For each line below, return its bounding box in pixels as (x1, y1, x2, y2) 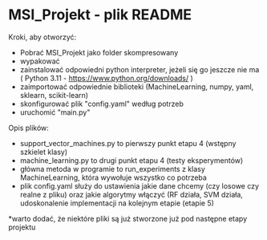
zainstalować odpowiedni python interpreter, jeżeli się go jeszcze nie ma (19, 64, 260, 74)
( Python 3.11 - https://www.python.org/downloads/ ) (19, 73, 194, 83)
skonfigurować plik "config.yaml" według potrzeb (19, 99, 184, 108)
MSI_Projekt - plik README (8, 6, 192, 24)
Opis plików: (8, 123, 50, 132)
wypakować (19, 56, 60, 66)
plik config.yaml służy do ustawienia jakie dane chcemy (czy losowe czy (19, 181, 259, 190)
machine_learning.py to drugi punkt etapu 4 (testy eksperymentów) (19, 155, 244, 165)
